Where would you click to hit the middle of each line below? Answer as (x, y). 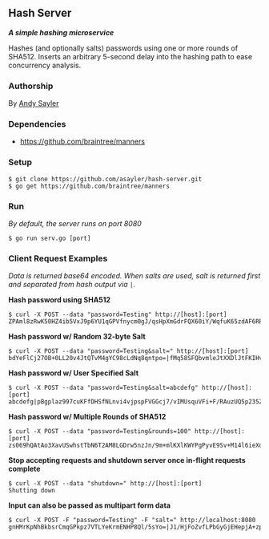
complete (24, 469)
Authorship (31, 86)
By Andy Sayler (34, 103)
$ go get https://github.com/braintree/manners (89, 186)
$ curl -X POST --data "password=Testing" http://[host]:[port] (118, 315)
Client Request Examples (58, 258)
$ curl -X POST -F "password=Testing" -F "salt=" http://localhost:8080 (132, 521)
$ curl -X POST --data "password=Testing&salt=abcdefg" (103, 388)
